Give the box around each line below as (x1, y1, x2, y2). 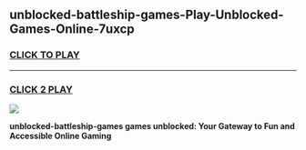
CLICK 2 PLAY (9, 83, 73, 95)
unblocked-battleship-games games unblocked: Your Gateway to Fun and (9, 120, 296, 131)
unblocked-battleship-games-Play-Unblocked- (9, 7, 284, 23)
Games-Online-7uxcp (9, 22, 135, 37)
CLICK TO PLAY (9, 49, 80, 62)
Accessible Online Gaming (9, 130, 112, 141)
